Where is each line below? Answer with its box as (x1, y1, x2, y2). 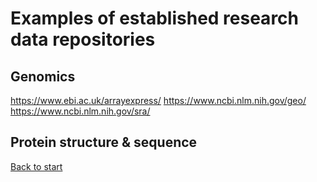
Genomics (10, 68, 76, 85)
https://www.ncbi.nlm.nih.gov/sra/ (10, 105, 151, 117)
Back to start (10, 160, 63, 172)
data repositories (10, 28, 156, 51)
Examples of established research (10, 7, 300, 30)
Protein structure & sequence (10, 134, 198, 151)
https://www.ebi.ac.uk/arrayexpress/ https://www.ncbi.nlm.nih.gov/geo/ (10, 95, 307, 106)
